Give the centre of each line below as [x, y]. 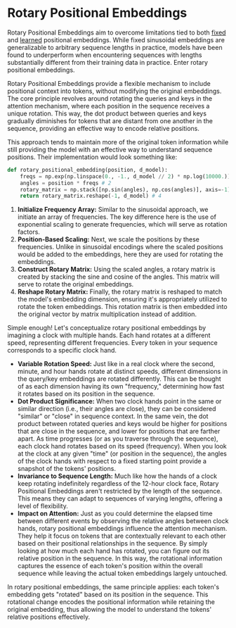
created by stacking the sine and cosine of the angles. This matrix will [118, 277]
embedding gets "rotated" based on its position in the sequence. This [108, 595]
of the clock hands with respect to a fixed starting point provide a [112, 461]
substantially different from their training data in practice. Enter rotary [108, 62]
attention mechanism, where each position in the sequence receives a [109, 106]
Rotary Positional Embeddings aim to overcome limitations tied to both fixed [117, 32]
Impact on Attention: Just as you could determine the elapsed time [115, 514]
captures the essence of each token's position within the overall [110, 566]
